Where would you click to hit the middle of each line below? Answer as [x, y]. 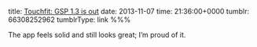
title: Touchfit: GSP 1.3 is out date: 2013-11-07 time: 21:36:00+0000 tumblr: [129, 11]
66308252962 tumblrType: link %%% [70, 20]
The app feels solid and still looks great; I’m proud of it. [97, 35]
